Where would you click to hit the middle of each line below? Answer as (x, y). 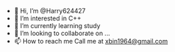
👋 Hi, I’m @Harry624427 (50, 11)
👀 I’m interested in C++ (47, 18)
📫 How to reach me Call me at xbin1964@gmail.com (91, 41)
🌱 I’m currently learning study (57, 26)
